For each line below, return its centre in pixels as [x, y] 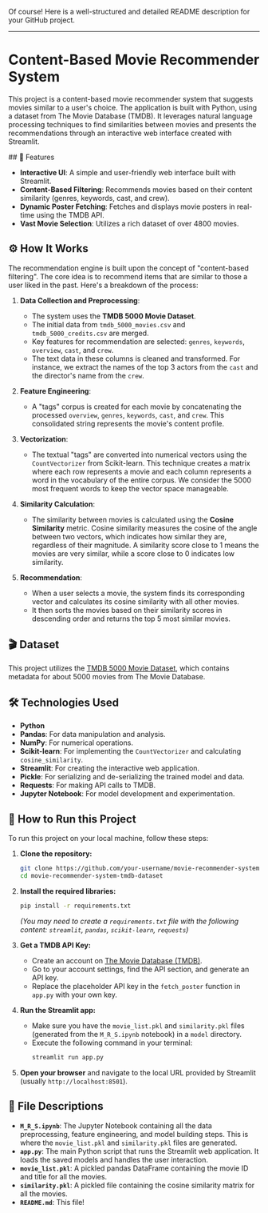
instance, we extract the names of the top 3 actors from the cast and [145, 366]
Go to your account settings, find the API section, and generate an [140, 969]
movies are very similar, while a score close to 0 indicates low [133, 553]
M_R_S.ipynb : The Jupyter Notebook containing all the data [116, 1125]
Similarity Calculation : [57, 504]
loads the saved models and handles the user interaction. [114, 1159]
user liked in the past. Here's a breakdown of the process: [103, 285]
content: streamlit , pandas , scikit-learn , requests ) [104, 929]
